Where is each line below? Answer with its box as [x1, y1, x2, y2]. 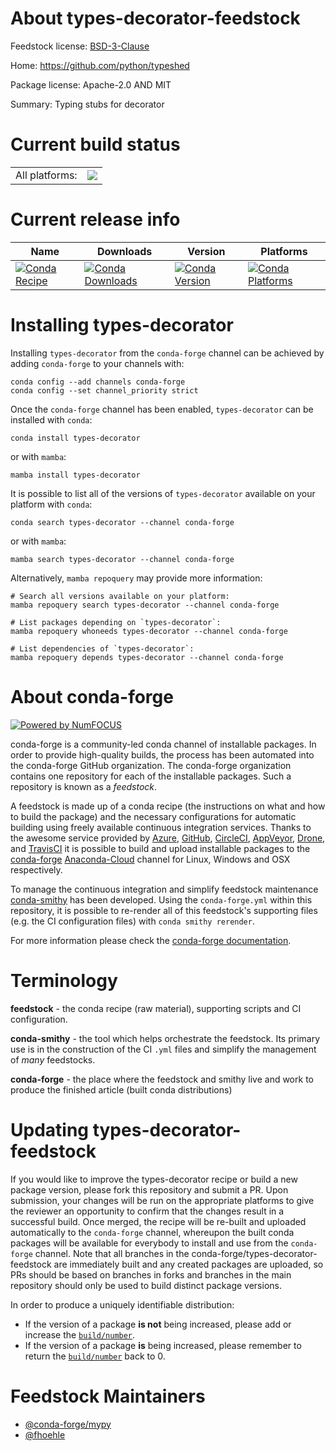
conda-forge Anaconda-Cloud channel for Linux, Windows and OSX [10, 853, 291, 865]
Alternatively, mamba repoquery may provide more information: [10, 572, 263, 584]
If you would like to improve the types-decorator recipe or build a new [10, 1173, 298, 1185]
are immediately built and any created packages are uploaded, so [53, 1258, 324, 1270]
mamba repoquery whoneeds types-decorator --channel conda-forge [10, 626, 288, 636]
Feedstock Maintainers [10, 1385, 206, 1407]
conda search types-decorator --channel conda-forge [10, 517, 235, 527]
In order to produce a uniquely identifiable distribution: [10, 1298, 235, 1311]
